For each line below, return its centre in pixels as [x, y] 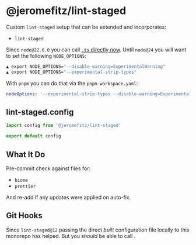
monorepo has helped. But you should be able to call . [71, 236]
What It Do [26, 154]
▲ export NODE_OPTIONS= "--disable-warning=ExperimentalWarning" [86, 66]
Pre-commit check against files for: [48, 168]
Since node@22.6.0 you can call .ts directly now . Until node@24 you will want [96, 49]
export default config [34, 136]
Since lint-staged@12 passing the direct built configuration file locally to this [98, 230]
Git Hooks [24, 215]
